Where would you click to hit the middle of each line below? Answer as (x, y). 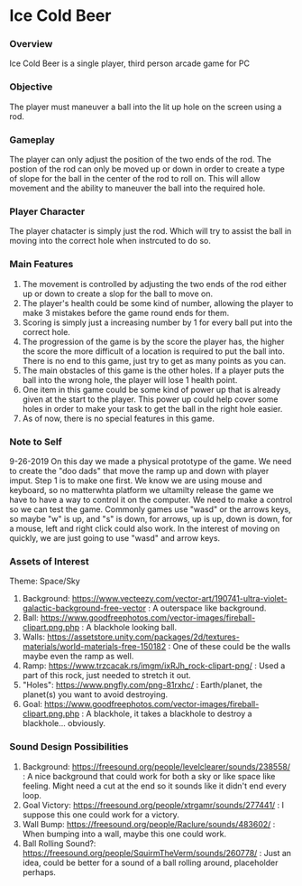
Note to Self (36, 442)
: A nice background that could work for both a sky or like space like (149, 776)
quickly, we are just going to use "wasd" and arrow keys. (115, 537)
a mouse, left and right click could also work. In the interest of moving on (145, 528)
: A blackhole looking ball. (129, 628)
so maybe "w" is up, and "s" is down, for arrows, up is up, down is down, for (151, 518)
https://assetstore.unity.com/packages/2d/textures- (143, 637)
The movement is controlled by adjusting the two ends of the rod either (154, 284)
